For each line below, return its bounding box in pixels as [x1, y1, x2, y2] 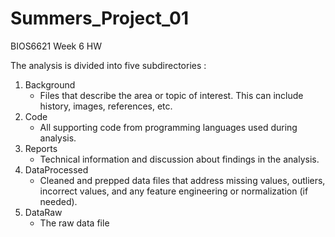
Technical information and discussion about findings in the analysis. [39, 153, 320, 165]
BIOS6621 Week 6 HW [10, 40, 102, 52]
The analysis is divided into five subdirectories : [10, 59, 207, 71]
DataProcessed [24, 163, 89, 176]
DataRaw [24, 206, 63, 218]
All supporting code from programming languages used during [39, 121, 298, 133]
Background [24, 78, 76, 91]
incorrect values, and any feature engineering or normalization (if [39, 185, 309, 197]
